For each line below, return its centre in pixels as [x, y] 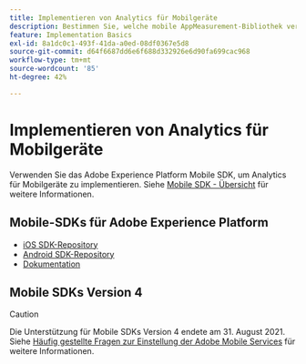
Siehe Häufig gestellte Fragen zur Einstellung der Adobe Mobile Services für [153, 341]
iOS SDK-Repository [60, 244]
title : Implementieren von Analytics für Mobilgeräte [114, 18]
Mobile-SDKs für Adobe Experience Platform [139, 222]
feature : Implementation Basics [71, 35]
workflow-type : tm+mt [51, 60]
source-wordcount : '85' [55, 69]
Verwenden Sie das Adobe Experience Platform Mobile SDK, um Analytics [148, 175]
